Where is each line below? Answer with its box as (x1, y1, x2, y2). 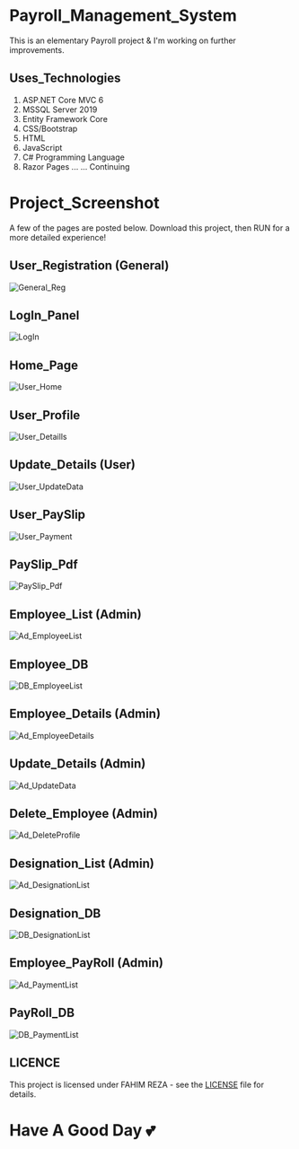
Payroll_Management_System (9, 5, 238, 26)
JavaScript (22, 142, 63, 153)
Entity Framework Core (22, 113, 108, 124)
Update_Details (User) (9, 457, 136, 472)
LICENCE (9, 1056, 61, 1071)
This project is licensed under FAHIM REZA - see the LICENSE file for (9, 1079, 265, 1090)
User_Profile (9, 408, 81, 423)
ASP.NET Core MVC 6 (22, 94, 104, 105)
